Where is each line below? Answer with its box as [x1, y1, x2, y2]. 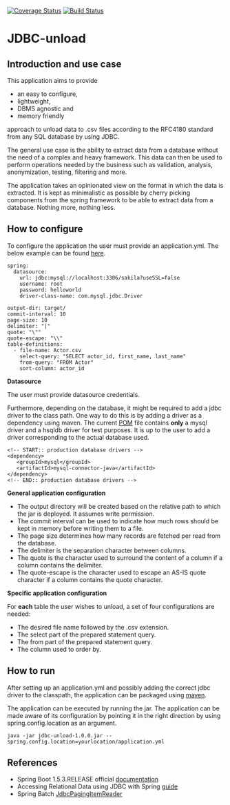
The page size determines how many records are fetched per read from [17, 532, 221, 540]
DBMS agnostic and [17, 104, 74, 113]
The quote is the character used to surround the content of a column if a [17, 553, 222, 562]
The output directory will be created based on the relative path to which [17, 502, 221, 510]
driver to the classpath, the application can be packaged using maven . [7, 690, 207, 699]
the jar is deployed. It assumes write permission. [17, 510, 155, 518]
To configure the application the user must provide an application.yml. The [7, 242, 219, 250]
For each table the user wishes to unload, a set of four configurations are [7, 602, 215, 610]
